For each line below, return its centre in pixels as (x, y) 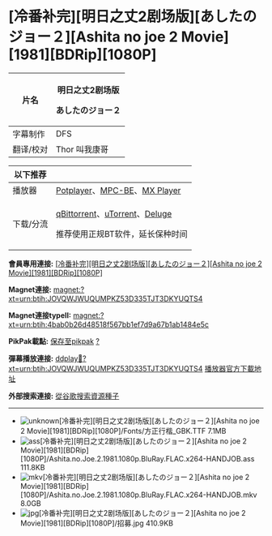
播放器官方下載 (229, 368)
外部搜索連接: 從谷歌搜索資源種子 (64, 396)
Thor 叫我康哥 (82, 149)
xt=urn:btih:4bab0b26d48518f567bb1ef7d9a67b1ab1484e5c (108, 324)
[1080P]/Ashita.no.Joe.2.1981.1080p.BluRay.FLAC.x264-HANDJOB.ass (137, 458)
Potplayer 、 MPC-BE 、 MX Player (118, 190)
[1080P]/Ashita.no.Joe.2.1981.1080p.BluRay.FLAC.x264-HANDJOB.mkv (138, 495)
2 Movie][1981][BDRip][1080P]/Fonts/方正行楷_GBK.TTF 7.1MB (123, 431)
